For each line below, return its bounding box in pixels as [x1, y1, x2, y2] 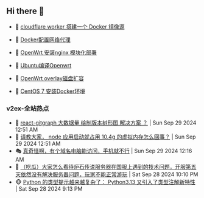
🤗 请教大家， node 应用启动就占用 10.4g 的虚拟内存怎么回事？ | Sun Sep [15, 133, 196, 140]
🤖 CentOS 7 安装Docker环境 [15, 87, 85, 95]
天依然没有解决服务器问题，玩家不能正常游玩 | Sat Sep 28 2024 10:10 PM [15, 171, 199, 178]
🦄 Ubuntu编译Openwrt [15, 61, 72, 69]
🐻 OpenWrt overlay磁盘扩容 [15, 74, 84, 82]
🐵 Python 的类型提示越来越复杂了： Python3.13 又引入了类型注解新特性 [15, 179, 196, 186]
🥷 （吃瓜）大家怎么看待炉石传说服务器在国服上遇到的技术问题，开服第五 [15, 163, 197, 171]
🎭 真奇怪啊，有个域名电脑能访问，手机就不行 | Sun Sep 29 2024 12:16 [15, 147, 192, 155]
